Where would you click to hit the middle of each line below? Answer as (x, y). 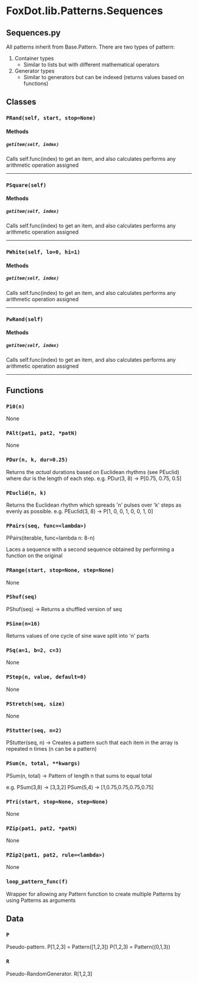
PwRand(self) (25, 319)
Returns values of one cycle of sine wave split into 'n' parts (78, 636)
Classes (21, 102)
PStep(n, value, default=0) (46, 677)
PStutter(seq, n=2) (34, 730)
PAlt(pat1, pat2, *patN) (42, 433)
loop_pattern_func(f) (37, 882)
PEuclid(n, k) (26, 493)
